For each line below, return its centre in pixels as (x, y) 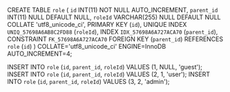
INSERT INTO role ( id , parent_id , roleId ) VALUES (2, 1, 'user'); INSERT (109, 74)
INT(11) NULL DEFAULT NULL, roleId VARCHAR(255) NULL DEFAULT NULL (114, 17)
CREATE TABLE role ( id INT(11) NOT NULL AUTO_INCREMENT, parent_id (113, 10)
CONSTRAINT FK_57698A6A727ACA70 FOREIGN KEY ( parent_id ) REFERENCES (115, 39)
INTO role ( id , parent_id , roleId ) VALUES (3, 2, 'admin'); (89, 81)
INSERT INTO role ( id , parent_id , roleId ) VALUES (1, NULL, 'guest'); (105, 67)
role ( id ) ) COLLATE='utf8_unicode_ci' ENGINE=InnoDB (87, 46)
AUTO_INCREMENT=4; (40, 54)
